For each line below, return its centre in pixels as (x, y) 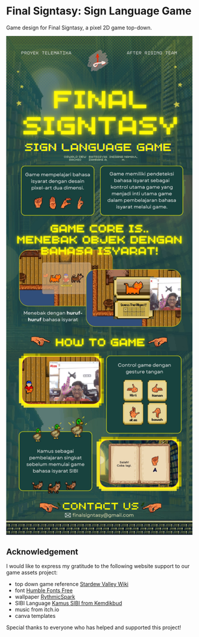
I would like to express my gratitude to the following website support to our (98, 566)
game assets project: (32, 572)
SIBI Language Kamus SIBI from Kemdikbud (68, 603)
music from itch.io (37, 609)
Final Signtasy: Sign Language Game (99, 11)
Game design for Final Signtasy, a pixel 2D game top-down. (79, 28)
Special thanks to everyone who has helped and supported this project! (94, 627)
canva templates (35, 616)
